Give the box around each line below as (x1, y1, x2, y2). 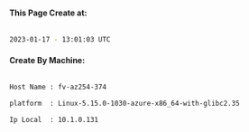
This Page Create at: (9, 7, 88, 18)
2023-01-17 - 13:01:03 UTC (9, 35, 111, 44)
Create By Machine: (9, 54, 86, 65)
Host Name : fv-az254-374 (9, 82, 106, 92)
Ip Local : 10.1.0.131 (9, 116, 99, 125)
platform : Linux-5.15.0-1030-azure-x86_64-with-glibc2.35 (9, 99, 241, 108)
